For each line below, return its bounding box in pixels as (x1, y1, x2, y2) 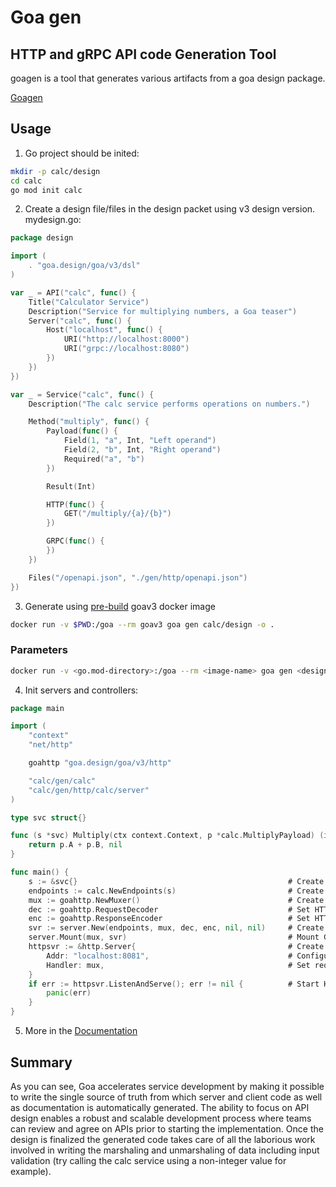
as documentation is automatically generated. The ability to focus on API (10, 1101, 310, 1113)
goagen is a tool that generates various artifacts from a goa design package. (10, 72, 326, 84)
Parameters (10, 643, 68, 657)
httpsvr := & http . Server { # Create (28, 942, 325, 952)
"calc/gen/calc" (28, 776, 97, 786)
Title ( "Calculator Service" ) (28, 297, 150, 307)
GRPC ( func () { (46, 536, 105, 546)
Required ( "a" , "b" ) (63, 454, 145, 464)
